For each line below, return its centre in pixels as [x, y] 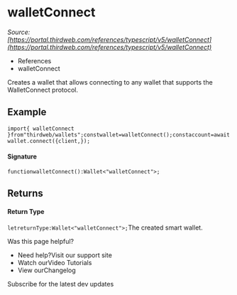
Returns [26, 194]
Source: [19, 32]
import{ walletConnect [41, 129]
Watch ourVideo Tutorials [55, 262]
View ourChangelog [46, 270]
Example [27, 112]
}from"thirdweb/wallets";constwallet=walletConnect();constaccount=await [119, 135]
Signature [22, 156]
